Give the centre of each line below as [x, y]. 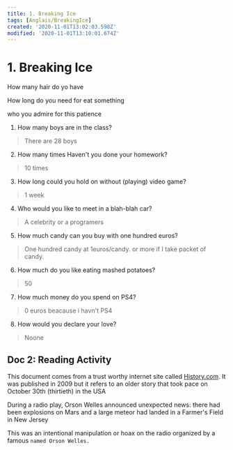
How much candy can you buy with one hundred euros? [98, 236]
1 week [34, 195]
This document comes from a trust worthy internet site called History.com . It [116, 376]
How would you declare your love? [67, 324]
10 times [36, 168]
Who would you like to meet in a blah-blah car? [85, 209]
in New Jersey [28, 420]
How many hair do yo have [46, 87]
